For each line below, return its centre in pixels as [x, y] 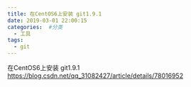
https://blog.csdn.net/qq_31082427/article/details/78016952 [95, 76]
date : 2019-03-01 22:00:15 [47, 21]
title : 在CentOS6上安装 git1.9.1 [55, 14]
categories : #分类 [35, 27]
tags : [15, 40]
